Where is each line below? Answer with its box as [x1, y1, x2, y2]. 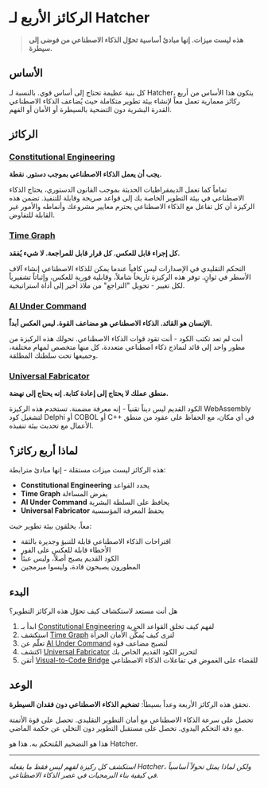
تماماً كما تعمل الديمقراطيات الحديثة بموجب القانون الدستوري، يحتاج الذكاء [9, 184, 227, 195]
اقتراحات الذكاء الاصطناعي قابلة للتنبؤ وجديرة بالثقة [20, 537, 172, 546]
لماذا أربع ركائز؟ [9, 444, 79, 457]
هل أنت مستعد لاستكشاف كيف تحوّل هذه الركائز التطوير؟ [9, 606, 178, 615]
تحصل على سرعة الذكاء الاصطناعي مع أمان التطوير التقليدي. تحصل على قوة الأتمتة [9, 715, 254, 724]
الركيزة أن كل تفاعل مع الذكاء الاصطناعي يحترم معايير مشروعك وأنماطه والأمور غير [9, 202, 255, 212]
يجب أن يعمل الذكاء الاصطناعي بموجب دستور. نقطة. [9, 169, 162, 179]
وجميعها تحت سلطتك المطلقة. [9, 351, 99, 360]
